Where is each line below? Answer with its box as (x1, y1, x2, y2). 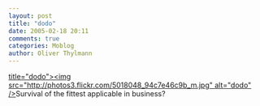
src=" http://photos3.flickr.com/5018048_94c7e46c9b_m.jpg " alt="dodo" (8, 80, 252, 90)
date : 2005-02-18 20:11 (8, 27, 89, 35)
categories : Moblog (8, 42, 75, 50)
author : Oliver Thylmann (8, 49, 93, 57)
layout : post (8, 11, 53, 20)
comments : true (8, 34, 60, 43)
